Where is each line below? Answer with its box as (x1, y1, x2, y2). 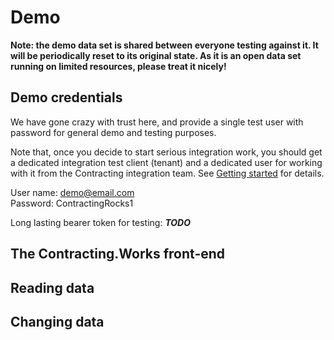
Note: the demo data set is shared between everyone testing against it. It (10, 39, 319, 51)
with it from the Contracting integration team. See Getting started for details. (10, 167, 325, 179)
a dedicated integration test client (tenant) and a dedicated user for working (10, 156, 323, 168)
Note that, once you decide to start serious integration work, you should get (10, 146, 323, 158)
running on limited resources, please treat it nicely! (10, 60, 227, 72)
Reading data (10, 279, 95, 296)
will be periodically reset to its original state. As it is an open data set (10, 49, 302, 61)
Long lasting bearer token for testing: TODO (10, 216, 192, 228)
